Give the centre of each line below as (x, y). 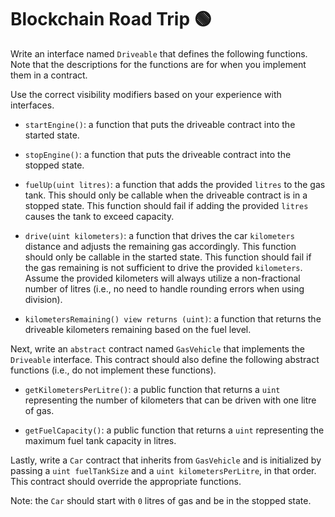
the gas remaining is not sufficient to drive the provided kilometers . (163, 267)
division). (43, 299)
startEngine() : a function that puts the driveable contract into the (160, 124)
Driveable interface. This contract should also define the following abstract (165, 359)
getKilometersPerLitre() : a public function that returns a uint (152, 389)
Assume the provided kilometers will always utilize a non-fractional (162, 278)
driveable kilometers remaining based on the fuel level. (138, 329)
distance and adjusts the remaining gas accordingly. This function (160, 246)
